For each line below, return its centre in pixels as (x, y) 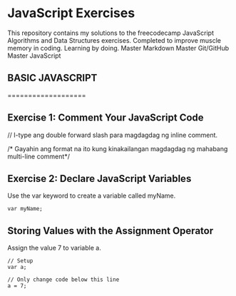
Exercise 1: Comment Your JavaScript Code (106, 118)
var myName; (25, 209)
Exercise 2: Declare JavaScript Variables (99, 179)
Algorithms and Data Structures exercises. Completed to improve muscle (114, 40)
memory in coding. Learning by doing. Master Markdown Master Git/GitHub (118, 48)
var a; (17, 267)
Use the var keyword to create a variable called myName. (92, 196)
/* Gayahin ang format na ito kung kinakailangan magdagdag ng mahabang (118, 148)
